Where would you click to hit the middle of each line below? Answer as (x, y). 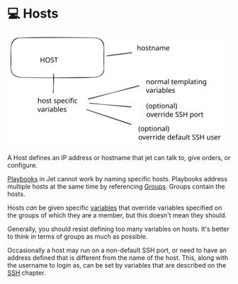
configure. (22, 165)
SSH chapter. (27, 273)
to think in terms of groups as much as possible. (78, 236)
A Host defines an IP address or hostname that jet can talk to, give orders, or (119, 157)
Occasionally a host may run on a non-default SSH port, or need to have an (117, 250)
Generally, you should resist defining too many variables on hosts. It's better (119, 229)
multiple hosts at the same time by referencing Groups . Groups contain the (116, 186)
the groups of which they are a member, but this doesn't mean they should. (117, 215)
